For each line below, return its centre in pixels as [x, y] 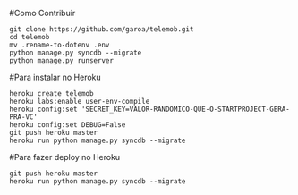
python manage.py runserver [62, 61]
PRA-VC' [24, 117]
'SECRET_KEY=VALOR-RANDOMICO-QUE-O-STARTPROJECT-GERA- [186, 109]
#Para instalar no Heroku [55, 77]
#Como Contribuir [43, 13]
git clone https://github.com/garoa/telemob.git [102, 30]
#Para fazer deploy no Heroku [65, 157]
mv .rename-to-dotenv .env [60, 45]
